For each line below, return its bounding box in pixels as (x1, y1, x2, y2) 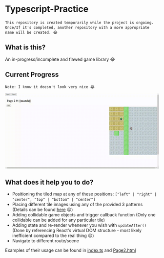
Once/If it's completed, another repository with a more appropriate (5, 25, 150, 30)
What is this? (5, 43, 46, 52)
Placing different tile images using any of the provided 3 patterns (12, 202, 143, 208)
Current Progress (5, 70, 59, 79)
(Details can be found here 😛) (12, 207, 73, 212)
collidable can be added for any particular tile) (12, 217, 105, 223)
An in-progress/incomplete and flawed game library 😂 (5, 56, 116, 62)
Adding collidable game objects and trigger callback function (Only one (12, 212, 156, 218)
